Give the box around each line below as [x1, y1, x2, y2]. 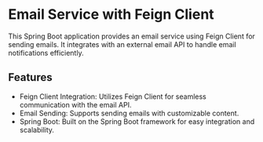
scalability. [19, 125, 55, 134]
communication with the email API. [19, 100, 132, 109]
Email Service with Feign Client [8, 5, 214, 24]
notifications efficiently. [8, 48, 84, 57]
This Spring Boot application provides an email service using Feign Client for [8, 31, 255, 41]
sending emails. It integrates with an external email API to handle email [8, 39, 237, 49]
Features [8, 71, 53, 84]
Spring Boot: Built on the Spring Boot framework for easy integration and [19, 116, 255, 126]
